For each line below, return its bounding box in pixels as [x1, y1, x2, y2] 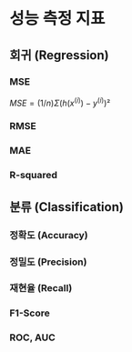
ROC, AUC [9, 331, 56, 344]
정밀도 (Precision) [9, 256, 87, 268]
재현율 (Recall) [9, 282, 73, 295]
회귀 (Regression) [9, 47, 109, 63]
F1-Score [9, 307, 50, 319]
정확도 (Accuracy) [9, 228, 88, 241]
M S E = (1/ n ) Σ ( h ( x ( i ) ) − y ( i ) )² [9, 96, 111, 108]
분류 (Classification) [9, 199, 125, 215]
